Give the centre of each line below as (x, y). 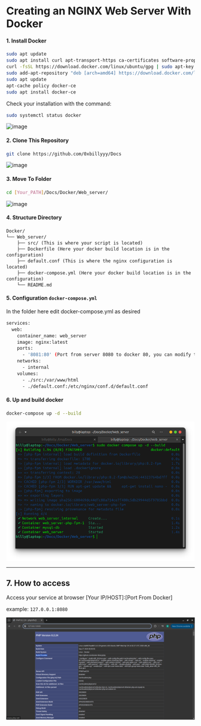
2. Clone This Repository (37, 140)
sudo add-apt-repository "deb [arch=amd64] (61, 73)
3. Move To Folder (29, 179)
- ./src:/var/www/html (50, 380)
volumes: (28, 373)
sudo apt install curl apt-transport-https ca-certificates (83, 60)
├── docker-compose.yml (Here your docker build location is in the (104, 273)
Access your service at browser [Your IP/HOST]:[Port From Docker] (89, 598)
